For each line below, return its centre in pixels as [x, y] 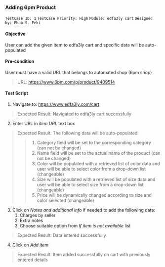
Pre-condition [20, 61]
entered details [32, 260]
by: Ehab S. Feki [23, 23]
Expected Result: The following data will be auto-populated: [78, 133]
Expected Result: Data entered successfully [62, 235]
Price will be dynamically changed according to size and [94, 195]
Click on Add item [30, 245]
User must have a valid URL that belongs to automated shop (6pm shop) [79, 72]
